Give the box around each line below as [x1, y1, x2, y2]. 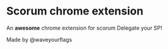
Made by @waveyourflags [6, 36, 72, 43]
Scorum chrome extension [6, 4, 144, 18]
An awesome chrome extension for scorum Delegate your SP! [6, 24, 163, 31]
